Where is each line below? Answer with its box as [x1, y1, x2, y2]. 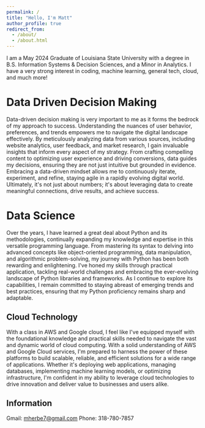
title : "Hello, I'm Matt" [6, 15, 72, 21]
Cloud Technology [6, 312, 78, 323]
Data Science [6, 209, 75, 223]
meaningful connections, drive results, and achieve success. [6, 187, 159, 194]
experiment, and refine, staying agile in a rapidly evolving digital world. [6, 174, 185, 182]
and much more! [6, 74, 48, 81]
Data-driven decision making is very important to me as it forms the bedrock [6, 115, 199, 123]
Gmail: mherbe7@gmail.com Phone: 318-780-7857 [6, 415, 134, 422]
